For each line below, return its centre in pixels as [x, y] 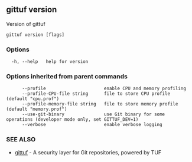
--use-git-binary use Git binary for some [93, 114]
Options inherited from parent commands [67, 77]
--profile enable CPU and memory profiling [104, 89]
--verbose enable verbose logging [92, 125]
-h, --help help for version [50, 62]
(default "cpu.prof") [33, 99]
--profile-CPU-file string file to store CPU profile [96, 94]
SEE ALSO [21, 140]
